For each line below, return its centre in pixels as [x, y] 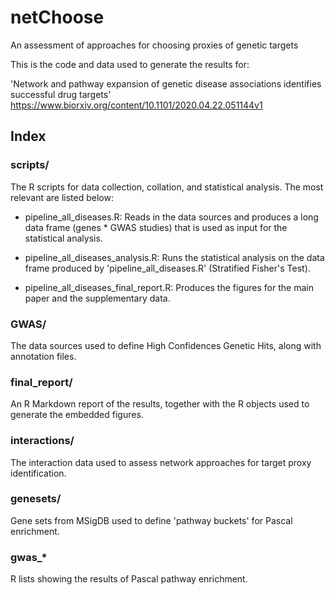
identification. [38, 473]
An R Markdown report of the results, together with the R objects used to [160, 404]
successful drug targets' [61, 94]
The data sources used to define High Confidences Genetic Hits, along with [166, 345]
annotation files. [43, 356]
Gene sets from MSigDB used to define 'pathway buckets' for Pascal [151, 520]
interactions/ [42, 441]
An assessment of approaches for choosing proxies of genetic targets [154, 45]
